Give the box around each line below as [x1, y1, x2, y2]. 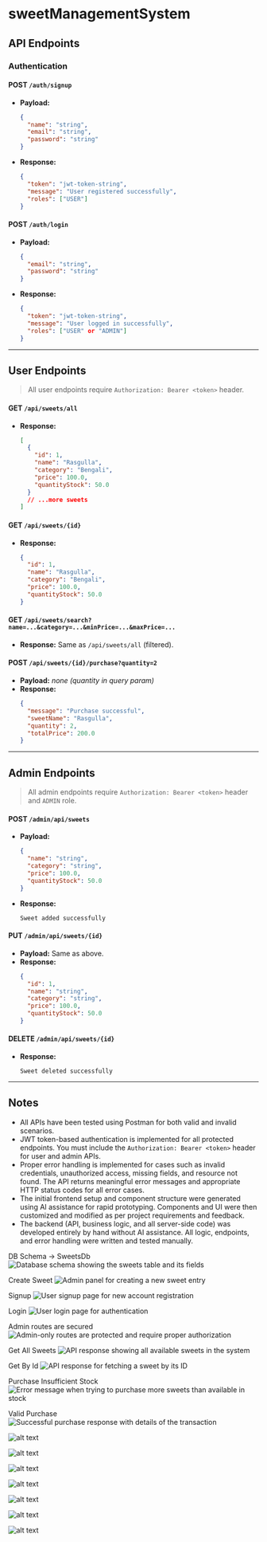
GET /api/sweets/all [8, 403, 78, 413]
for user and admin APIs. [19, 1151, 101, 1160]
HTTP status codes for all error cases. [19, 1185, 145, 1195]
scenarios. [19, 1125, 55, 1136]
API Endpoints [8, 37, 80, 50]
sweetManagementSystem [8, 5, 191, 23]
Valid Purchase [8, 1408, 58, 1418]
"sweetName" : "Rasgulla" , [27, 714, 113, 722]
